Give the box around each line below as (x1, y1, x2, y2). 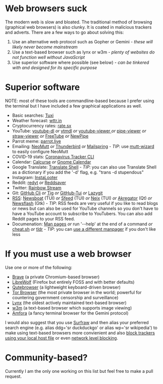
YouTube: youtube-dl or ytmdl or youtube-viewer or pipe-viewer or (12, 128, 146, 134)
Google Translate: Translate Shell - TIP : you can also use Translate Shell (12, 164, 157, 170)
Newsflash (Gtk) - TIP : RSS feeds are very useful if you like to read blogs (12, 200, 158, 206)
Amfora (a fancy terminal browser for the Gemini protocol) (12, 310, 129, 316)
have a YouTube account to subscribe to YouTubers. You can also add (12, 210, 152, 217)
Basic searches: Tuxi (12, 112, 54, 118)
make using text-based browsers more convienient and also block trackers (5, 329, 155, 336)
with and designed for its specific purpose (12, 64, 97, 71)
